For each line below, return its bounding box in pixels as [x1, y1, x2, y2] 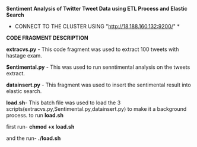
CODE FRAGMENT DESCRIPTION [6, 34, 88, 41]
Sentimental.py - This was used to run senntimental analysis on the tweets [6, 63, 190, 71]
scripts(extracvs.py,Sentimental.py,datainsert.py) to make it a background [6, 106, 187, 112]
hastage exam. [6, 52, 43, 59]
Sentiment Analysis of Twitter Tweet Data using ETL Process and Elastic [6, 5, 188, 12]
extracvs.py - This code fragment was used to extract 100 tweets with [6, 46, 179, 53]
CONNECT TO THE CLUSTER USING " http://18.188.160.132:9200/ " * [14, 23, 180, 30]
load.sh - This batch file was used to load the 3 [6, 99, 121, 106]
